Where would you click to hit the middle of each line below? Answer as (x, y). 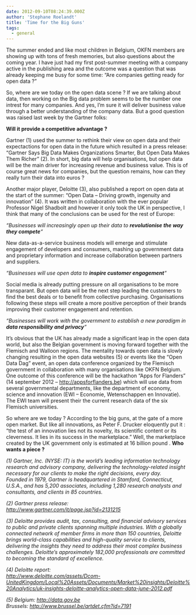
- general (23, 33)
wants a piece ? (25, 450)
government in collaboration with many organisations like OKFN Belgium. (94, 370)
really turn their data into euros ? (45, 178)
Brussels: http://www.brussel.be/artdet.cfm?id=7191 (69, 606)
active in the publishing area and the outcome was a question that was (91, 69)
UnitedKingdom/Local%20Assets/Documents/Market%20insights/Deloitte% (98, 582)
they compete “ (25, 232)
